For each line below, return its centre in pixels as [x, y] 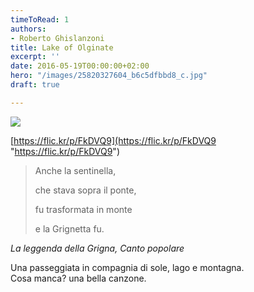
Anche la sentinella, [75, 170]
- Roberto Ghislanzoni [57, 38]
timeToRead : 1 [40, 19]
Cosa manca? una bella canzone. [78, 278]
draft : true [35, 85]
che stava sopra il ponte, [85, 190]
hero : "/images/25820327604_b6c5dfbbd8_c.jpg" [109, 76]
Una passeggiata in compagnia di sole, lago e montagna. [127, 267]
